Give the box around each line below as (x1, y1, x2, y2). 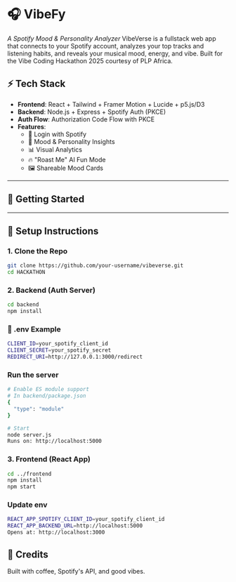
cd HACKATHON (7, 269, 46, 276)
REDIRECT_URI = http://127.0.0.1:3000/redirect (7, 353, 143, 361)
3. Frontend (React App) (7, 454, 91, 464)
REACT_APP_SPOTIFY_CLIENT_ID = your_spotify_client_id (7, 516, 165, 523)
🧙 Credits (7, 548, 49, 560)
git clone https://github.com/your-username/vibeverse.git (7, 262, 184, 270)
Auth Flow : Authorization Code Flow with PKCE (17, 114, 155, 124)
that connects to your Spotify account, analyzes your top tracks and (7, 41, 204, 50)
